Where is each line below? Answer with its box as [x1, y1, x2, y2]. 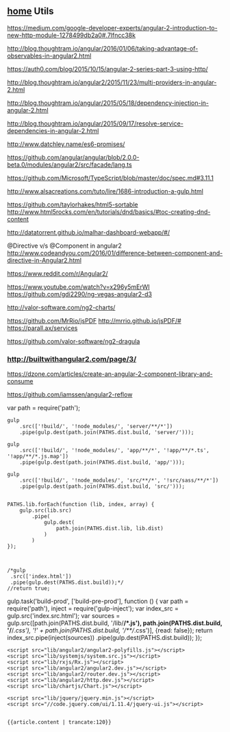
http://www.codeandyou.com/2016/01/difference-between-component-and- [7, 248, 223, 257]
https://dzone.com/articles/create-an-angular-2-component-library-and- [7, 370, 214, 378]
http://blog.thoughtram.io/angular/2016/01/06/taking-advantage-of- [7, 44, 199, 52]
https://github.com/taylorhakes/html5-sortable [7, 200, 138, 209]
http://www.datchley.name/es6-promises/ [7, 140, 125, 148]
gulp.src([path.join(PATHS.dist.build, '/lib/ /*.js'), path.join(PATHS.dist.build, [7, 619, 222, 627]
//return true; [7, 585, 51, 592]
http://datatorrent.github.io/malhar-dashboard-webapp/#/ [7, 228, 170, 236]
